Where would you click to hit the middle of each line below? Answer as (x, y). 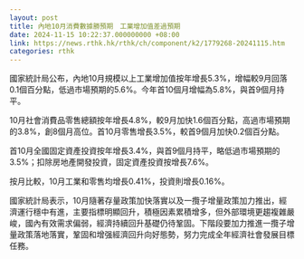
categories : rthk (42, 52)
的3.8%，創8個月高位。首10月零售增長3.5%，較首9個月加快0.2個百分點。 (147, 131)
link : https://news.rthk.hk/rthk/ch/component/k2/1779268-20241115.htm (147, 43)
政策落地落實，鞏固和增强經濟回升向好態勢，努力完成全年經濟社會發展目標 (156, 235)
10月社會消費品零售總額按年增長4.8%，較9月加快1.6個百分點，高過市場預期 (150, 120)
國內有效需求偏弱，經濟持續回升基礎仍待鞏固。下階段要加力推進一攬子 (156, 224)
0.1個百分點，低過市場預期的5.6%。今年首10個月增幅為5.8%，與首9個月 (143, 90)
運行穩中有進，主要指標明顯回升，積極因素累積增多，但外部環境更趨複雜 (152, 212)
